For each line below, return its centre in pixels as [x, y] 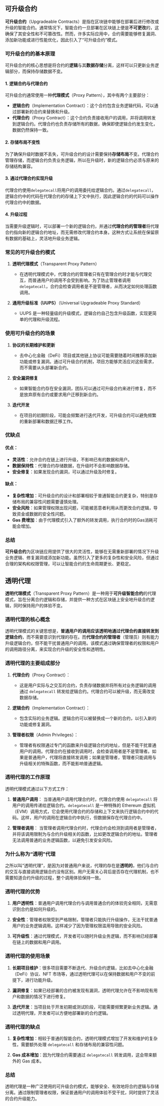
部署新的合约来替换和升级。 [44, 112]
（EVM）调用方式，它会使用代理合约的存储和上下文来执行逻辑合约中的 [83, 811]
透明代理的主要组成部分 [32, 663]
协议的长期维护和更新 [33, 345]
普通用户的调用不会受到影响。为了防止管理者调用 [82, 281]
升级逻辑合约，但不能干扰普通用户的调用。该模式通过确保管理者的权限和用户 [82, 643]
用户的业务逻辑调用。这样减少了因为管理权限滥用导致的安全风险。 [78, 926]
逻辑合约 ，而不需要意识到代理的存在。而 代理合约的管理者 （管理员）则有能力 [82, 637]
